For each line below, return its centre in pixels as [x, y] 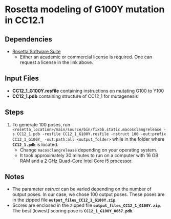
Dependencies [28, 39]
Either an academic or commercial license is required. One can [86, 57]
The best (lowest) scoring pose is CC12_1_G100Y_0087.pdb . [73, 211]
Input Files [22, 79]
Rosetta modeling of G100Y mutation [85, 9]
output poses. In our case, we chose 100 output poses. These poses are [88, 194]
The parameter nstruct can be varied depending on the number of [82, 189]
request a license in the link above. [56, 62]
